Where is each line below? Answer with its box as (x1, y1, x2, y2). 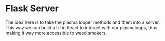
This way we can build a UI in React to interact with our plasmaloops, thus (5, 24, 158, 30)
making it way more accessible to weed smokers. (5, 30, 107, 36)
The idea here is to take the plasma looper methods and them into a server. (5, 19, 160, 25)
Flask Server (5, 3, 59, 14)
